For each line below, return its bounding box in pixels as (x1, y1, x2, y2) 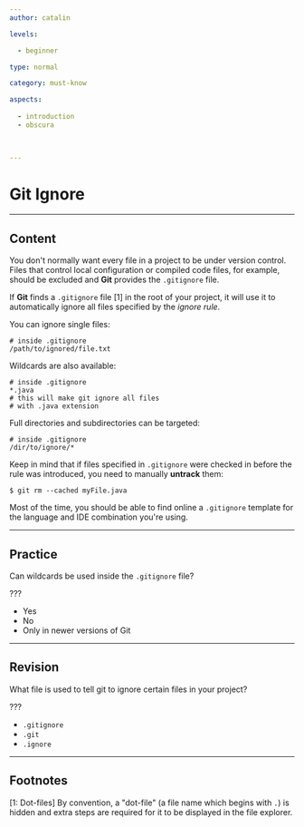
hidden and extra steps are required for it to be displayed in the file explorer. (9, 806, 293, 817)
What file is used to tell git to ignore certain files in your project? (9, 684, 248, 695)
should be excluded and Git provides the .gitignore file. (9, 274, 220, 286)
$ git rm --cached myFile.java (9, 486, 128, 495)
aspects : (9, 95, 43, 104)
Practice (9, 546, 58, 562)
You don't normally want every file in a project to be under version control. (9, 255, 287, 266)
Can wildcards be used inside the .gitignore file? (9, 570, 195, 581)
